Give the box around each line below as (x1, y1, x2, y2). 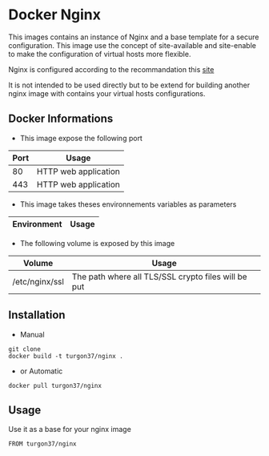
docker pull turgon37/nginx (8, 381, 102, 389)
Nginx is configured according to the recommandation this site (8, 64, 215, 74)
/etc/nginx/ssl (12, 276, 64, 287)
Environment (12, 218, 62, 229)
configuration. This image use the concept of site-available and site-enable (8, 40, 256, 50)
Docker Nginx (8, 6, 102, 24)
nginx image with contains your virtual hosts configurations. (8, 88, 206, 98)
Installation (8, 309, 66, 322)
